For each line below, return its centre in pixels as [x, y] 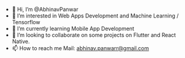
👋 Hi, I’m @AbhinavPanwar [45, 9]
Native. [21, 41]
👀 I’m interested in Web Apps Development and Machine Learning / [95, 16]
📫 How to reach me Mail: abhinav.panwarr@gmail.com [80, 48]
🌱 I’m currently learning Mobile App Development [73, 28]
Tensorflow [26, 22]
